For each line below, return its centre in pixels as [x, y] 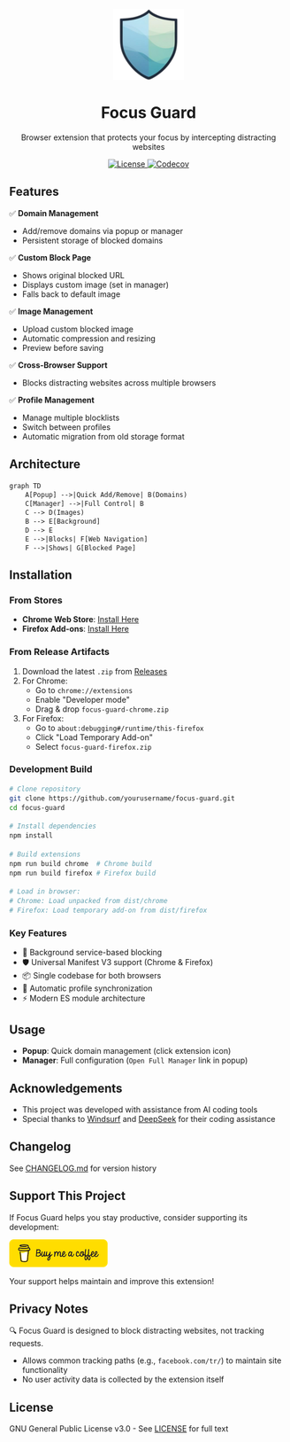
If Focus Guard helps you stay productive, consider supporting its [128, 1217]
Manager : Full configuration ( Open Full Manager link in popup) [135, 1060]
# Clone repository [45, 789]
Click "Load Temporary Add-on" [94, 737]
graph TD [25, 486]
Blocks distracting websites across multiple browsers [119, 382]
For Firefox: [43, 718]
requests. [27, 1344]
